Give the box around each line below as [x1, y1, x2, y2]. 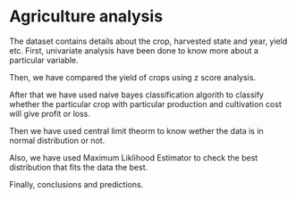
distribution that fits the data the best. [9, 162, 148, 172]
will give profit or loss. [9, 108, 91, 119]
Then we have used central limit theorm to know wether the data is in [9, 125, 264, 136]
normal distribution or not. [9, 135, 106, 145]
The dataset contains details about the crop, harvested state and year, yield [9, 36, 288, 46]
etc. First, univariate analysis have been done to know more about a [9, 45, 259, 55]
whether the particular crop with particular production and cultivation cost [9, 98, 282, 109]
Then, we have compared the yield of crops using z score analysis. [9, 71, 257, 82]
